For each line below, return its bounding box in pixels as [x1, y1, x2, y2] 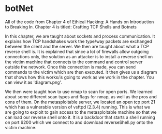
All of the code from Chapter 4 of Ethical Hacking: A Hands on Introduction [5, 19, 154, 25]
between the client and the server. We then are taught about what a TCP [5, 43, 149, 49]
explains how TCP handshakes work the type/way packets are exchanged [5, 38, 152, 44]
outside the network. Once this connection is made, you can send [5, 64, 136, 70]
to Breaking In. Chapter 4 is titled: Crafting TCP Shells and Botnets [5, 24, 137, 29]
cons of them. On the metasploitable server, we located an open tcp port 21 [5, 99, 156, 105]
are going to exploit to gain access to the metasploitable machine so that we [5, 109, 157, 115]
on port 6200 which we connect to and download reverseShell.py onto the [5, 119, 153, 125]
